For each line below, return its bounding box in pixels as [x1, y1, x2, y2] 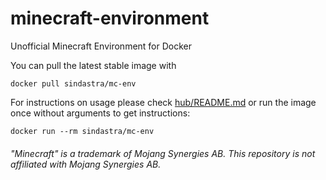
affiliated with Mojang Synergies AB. [10, 158, 162, 170]
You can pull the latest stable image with [10, 59, 177, 71]
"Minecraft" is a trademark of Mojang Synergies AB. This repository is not [10, 147, 316, 159]
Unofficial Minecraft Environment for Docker [10, 40, 193, 52]
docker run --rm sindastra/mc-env [10, 126, 155, 136]
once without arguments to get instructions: [10, 107, 191, 119]
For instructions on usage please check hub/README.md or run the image [10, 96, 317, 108]
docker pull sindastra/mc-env [10, 78, 137, 89]
